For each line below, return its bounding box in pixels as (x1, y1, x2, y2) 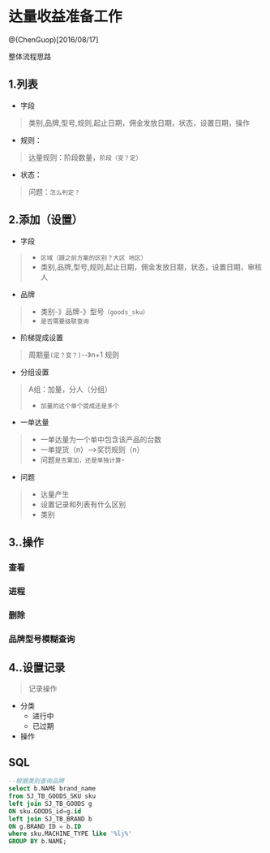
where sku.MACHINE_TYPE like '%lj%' (8, 829, 132, 838)
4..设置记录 (8, 661, 66, 674)
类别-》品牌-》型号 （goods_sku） (40, 306, 149, 317)
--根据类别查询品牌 (8, 777, 65, 786)
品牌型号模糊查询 (8, 633, 75, 644)
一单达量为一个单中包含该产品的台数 (40, 434, 162, 444)
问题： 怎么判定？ (28, 187, 81, 196)
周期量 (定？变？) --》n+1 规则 (28, 350, 120, 360)
